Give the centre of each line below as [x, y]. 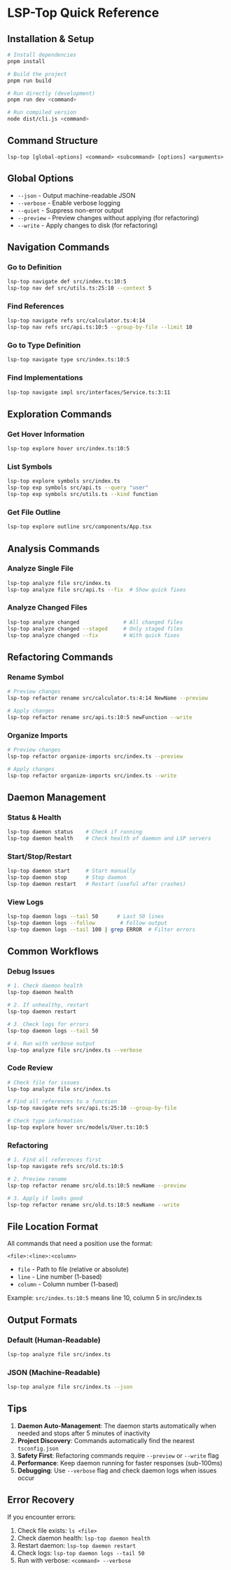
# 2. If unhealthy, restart [48, 1005]
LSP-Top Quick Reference [83, 13]
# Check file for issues [43, 1082]
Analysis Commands [54, 549]
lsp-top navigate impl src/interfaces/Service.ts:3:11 [89, 392]
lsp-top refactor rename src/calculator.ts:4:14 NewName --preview [108, 698]
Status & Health [34, 817]
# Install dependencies [42, 55]
